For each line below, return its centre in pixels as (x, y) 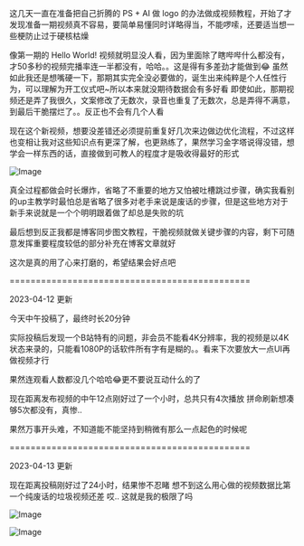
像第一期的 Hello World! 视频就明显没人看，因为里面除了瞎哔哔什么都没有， (149, 55)
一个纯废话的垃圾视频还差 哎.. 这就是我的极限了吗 (101, 496)
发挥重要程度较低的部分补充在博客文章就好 (96, 243)
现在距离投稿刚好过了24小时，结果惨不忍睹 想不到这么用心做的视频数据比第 (150, 485)
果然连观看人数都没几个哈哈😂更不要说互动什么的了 (105, 379)
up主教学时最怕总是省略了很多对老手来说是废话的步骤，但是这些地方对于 (152, 201)
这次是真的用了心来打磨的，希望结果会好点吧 (93, 262)
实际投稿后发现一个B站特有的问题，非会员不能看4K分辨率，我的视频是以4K (149, 338)
